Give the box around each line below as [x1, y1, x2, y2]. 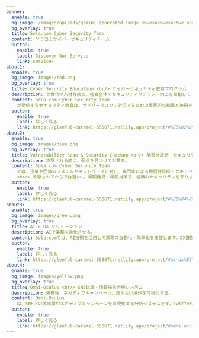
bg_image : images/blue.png [11, 141, 78, 147]
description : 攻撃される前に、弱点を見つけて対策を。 [11, 158, 130, 164]
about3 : [6, 202, 25, 208]
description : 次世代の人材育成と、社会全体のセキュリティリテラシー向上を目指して [11, 91, 191, 97]
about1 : [6, 63, 25, 70]
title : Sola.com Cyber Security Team [11, 31, 105, 37]
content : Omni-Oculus [11, 295, 65, 301]
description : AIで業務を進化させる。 [11, 229, 96, 235]
